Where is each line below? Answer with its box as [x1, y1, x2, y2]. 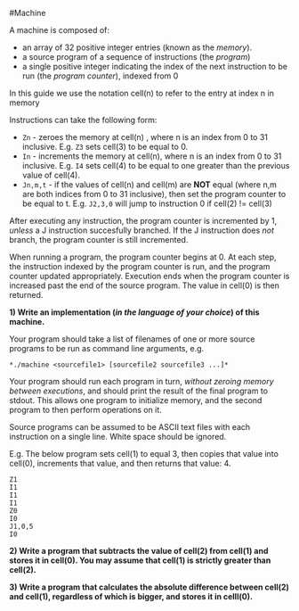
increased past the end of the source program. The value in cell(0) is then [9, 280, 280, 291]
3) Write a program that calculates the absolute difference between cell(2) [9, 582, 289, 592]
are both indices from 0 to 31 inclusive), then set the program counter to [21, 189, 287, 199]
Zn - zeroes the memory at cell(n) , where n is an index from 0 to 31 [21, 132, 269, 142]
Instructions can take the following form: [9, 115, 158, 125]
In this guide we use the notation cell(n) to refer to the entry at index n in [9, 88, 274, 98]
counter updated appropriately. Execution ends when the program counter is [9, 271, 290, 281]
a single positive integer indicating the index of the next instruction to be [21, 62, 287, 71]
